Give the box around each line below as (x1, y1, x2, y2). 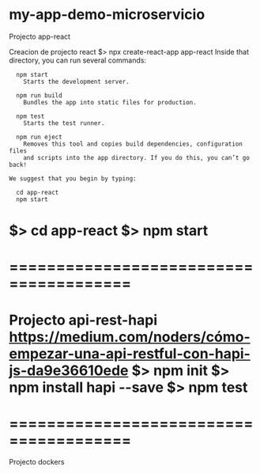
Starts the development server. (23, 78, 130, 85)
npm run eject (16, 133, 62, 141)
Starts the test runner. (23, 119, 105, 127)
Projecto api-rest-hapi (9, 311, 158, 329)
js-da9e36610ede (9, 362, 129, 379)
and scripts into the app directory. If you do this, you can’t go (23, 154, 250, 161)
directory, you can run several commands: (9, 55, 147, 65)
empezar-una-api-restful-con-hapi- (9, 344, 251, 362)
